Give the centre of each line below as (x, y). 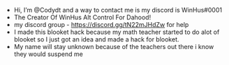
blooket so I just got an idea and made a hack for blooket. (96, 39)
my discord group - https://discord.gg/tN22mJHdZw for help (101, 25)
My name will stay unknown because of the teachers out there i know (114, 47)
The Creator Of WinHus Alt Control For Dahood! (82, 17)
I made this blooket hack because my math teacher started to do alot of (117, 32)
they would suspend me (49, 54)
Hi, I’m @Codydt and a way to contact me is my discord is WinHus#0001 (118, 10)
